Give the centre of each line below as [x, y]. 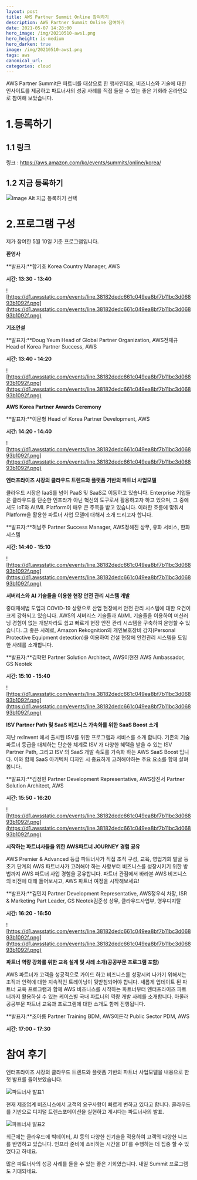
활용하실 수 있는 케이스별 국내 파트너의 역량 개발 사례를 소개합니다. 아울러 [105, 997]
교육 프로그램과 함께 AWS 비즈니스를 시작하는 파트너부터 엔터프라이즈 [96, 989]
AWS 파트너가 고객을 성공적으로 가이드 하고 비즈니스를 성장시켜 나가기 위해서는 [96, 975]
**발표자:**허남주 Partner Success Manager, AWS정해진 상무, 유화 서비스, [93, 527]
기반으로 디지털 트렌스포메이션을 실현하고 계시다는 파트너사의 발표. [88, 1112]
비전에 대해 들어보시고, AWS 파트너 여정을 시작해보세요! [76, 881]
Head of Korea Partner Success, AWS [52, 347]
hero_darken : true [28, 45]
